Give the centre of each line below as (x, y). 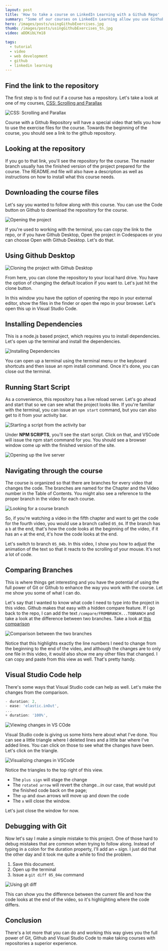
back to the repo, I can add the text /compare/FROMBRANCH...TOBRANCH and (80, 613)
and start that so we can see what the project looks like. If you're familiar (80, 405)
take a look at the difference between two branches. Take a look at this (78, 618)
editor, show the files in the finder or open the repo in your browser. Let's (80, 303)
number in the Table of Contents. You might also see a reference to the (78, 493)
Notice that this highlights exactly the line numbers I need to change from (81, 643)
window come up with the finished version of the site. (60, 445)
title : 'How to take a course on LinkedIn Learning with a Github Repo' (82, 15)
